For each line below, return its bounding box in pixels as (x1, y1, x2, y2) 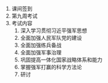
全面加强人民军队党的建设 (20, 34, 82, 41)
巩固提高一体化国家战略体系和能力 (20, 56, 103, 63)
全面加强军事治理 (20, 49, 62, 56)
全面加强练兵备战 (20, 41, 62, 49)
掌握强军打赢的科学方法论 (20, 64, 82, 70)
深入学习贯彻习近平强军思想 (20, 27, 88, 34)
